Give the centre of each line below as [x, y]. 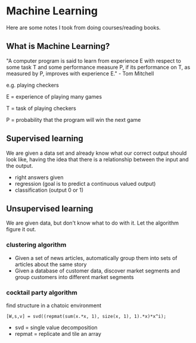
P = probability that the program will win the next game [74, 120]
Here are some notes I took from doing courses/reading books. [83, 27]
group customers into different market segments [74, 277]
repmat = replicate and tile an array [58, 333]
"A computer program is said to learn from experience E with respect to [94, 60]
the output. [20, 166]
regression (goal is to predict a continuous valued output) [85, 183]
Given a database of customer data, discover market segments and [97, 271]
